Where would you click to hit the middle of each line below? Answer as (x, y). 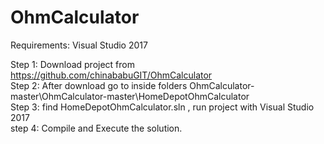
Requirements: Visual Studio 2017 (79, 45)
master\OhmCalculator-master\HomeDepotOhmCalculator (130, 96)
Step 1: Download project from (72, 64)
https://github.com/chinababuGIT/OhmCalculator (111, 75)
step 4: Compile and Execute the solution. (96, 128)
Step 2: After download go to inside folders (99, 85)
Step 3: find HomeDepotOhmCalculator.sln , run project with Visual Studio (162, 107)
